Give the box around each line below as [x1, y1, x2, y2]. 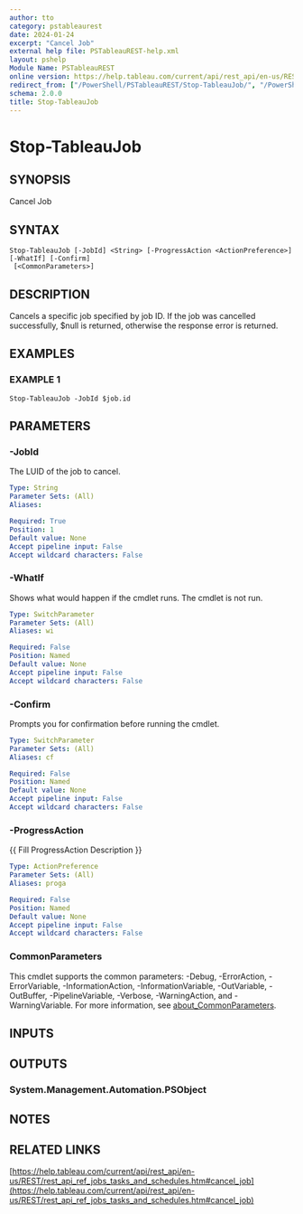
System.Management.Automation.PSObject [9, 1084, 207, 1096]
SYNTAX [9, 222, 60, 238]
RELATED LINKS [9, 1143, 101, 1158]
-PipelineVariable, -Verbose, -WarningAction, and [49, 990, 233, 1001]
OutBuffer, [9, 990, 48, 1001]
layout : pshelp [9, 55, 67, 64]
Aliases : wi [9, 626, 54, 635]
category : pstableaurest [9, 22, 103, 31]
